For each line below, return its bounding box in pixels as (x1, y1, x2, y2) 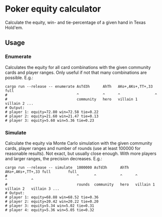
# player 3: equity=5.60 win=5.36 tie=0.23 (5, 118, 95, 123)
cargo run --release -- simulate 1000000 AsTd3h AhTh (5, 165, 130, 170)
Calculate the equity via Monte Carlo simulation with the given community (5, 140, 153, 146)
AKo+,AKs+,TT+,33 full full (5, 169, 77, 174)
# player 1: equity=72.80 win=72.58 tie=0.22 (5, 109, 98, 115)
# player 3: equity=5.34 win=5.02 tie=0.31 (5, 203, 95, 208)
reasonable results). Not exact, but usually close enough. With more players (5, 150, 157, 156)
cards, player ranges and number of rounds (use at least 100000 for (5, 145, 141, 151)
